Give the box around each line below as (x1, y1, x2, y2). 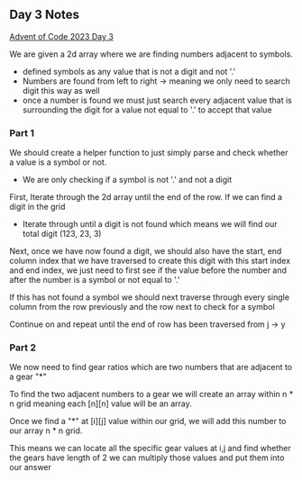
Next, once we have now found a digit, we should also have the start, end (9, 246, 282, 257)
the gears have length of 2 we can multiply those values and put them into (9, 452, 285, 463)
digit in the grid (9, 202, 66, 213)
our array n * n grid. (9, 425, 83, 436)
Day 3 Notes (9, 7, 79, 23)
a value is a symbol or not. (9, 157, 107, 168)
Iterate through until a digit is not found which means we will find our (22, 219, 278, 230)
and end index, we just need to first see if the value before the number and (9, 265, 287, 276)
